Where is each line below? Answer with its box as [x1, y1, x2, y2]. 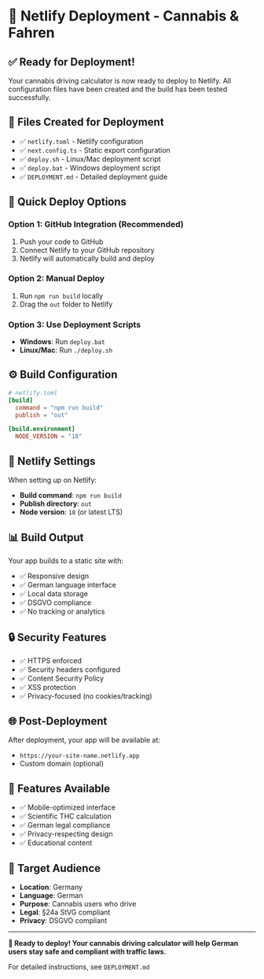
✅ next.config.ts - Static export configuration [19, 145, 170, 154]
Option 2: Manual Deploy [8, 273, 104, 284]
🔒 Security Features [8, 631, 107, 644]
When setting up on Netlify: [8, 475, 97, 484]
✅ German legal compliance [19, 821, 111, 830]
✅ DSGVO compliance [19, 598, 92, 607]
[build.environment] [8, 425, 76, 433]
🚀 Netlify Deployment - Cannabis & [8, 7, 240, 25]
